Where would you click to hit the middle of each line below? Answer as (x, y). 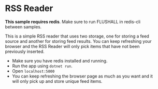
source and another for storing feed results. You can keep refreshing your (79, 41)
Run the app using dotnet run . (42, 66)
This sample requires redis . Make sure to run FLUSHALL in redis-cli (73, 22)
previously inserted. (25, 51)
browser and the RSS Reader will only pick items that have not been (72, 46)
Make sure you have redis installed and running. (60, 61)
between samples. (23, 26)
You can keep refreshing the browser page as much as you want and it (82, 76)
